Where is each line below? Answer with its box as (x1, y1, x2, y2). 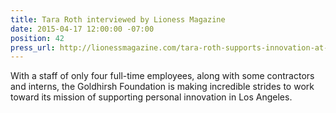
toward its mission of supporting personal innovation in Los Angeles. (10, 91, 293, 103)
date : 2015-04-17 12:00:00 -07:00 (10, 24, 155, 34)
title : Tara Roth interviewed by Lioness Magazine (10, 14, 226, 25)
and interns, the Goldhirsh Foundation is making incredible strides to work (10, 81, 315, 93)
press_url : (10, 42, 56, 53)
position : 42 (10, 33, 65, 43)
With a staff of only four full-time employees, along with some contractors (10, 70, 315, 82)
